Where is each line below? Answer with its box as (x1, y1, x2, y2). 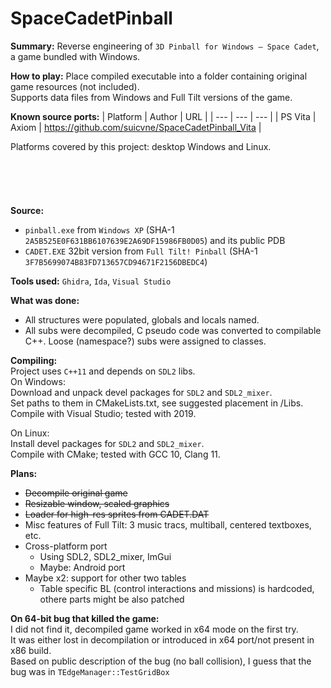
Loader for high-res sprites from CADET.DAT (24, 508, 210, 520)
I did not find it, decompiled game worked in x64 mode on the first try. (10, 623, 299, 635)
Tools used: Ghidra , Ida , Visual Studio (10, 275, 172, 287)
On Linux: (10, 427, 50, 439)
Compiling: (10, 354, 58, 366)
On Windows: (10, 375, 66, 387)
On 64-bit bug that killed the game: (10, 612, 160, 624)
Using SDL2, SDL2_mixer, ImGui (39, 550, 172, 562)
